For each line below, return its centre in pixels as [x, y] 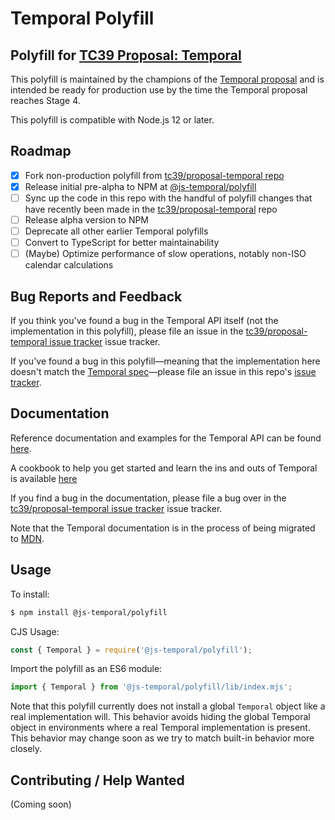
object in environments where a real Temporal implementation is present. [160, 728]
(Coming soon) [41, 804]
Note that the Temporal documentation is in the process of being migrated [163, 528]
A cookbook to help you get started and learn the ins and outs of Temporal [164, 468]
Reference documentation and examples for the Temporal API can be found [166, 438]
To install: [30, 594]
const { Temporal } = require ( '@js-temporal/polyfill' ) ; [131, 650]
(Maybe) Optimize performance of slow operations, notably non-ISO [165, 254]
